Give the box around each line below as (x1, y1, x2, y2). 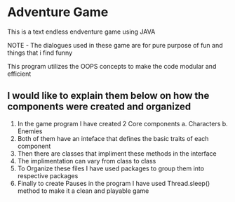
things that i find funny (7, 48, 73, 57)
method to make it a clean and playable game (17, 187, 149, 195)
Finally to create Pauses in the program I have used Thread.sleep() (17, 179, 210, 187)
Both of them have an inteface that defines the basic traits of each (17, 134, 209, 142)
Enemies (17, 127, 43, 135)
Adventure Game (7, 4, 109, 20)
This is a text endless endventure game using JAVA (7, 27, 156, 36)
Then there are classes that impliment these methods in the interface (17, 149, 217, 158)
